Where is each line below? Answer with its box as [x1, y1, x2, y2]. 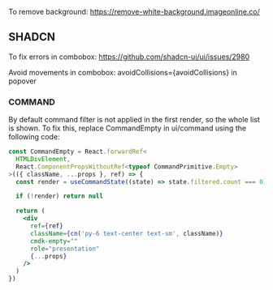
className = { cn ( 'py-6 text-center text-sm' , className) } [29, 229, 223, 237]
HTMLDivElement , [15, 155, 71, 163]
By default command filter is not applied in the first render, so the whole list [8, 115, 260, 125]
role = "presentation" [29, 245, 100, 253]
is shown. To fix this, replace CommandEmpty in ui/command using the [8, 123, 246, 133]
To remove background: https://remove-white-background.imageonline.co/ [8, 7, 260, 16]
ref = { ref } [29, 222, 63, 230]
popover [8, 76, 37, 86]
